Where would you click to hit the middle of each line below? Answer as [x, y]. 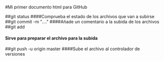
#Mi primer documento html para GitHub [46, 7]
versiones [15, 54]
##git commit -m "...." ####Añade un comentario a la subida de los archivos [82, 22]
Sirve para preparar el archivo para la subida [51, 38]
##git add [15, 27]
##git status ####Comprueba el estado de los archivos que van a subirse [80, 16]
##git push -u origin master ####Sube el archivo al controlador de [73, 49]
